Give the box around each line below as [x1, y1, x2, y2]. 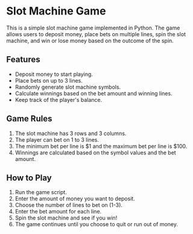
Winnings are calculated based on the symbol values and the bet [14, 149, 176, 156]
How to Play [6, 172, 52, 183]
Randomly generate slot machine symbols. [14, 83, 121, 90]
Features [6, 54, 40, 65]
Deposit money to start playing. [14, 71, 93, 78]
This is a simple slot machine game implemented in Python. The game [6, 24, 180, 31]
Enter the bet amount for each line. [14, 208, 102, 215]
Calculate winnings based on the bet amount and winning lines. [14, 89, 173, 97]
